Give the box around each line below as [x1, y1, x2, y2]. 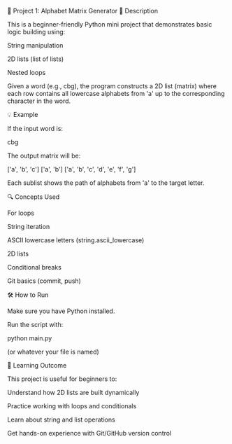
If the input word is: [7, 125, 63, 132]
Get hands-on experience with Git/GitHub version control [7, 429, 172, 437]
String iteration [7, 223, 50, 230]
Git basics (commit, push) [7, 277, 82, 285]
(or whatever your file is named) [7, 347, 99, 356]
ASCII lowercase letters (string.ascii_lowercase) [7, 236, 145, 244]
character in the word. [7, 97, 71, 105]
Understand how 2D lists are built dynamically [7, 389, 140, 396]
